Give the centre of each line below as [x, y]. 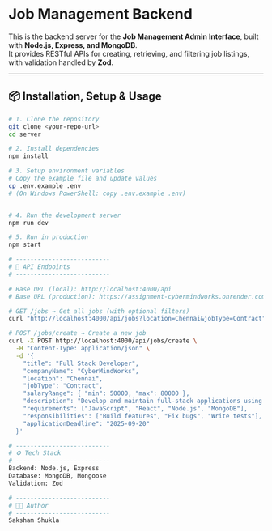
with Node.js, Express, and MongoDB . [73, 45]
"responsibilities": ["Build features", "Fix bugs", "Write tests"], [143, 416]
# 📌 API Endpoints [39, 267]
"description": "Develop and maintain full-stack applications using [143, 401]
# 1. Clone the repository [54, 119]
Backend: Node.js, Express [54, 469]
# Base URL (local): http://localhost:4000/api [90, 289]
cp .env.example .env [45, 186]
